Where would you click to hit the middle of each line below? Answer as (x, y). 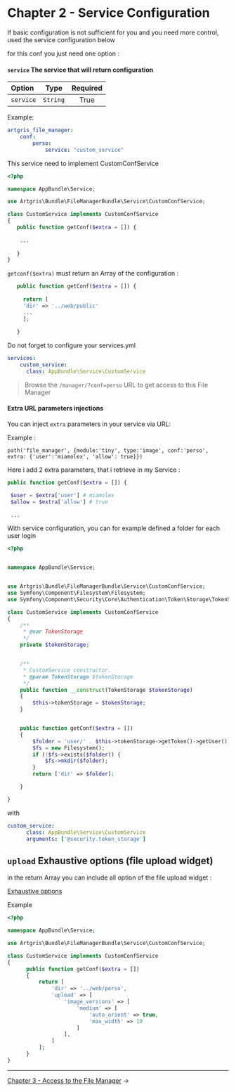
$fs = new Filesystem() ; (69, 748)
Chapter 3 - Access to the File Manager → (68, 1080)
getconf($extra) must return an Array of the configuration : (93, 274)
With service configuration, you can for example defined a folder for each (114, 528)
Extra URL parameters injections (55, 409)
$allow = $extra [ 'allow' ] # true (59, 502)
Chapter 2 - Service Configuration (109, 13)
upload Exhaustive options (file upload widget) (110, 860)
